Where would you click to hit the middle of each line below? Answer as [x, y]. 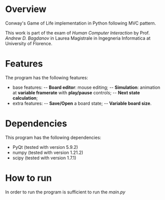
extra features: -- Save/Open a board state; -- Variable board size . [82, 103]
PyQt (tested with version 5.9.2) [45, 147]
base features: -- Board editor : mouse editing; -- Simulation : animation [86, 87]
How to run [29, 178]
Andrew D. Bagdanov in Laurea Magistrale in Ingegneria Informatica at [78, 38]
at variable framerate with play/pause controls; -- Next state [76, 92]
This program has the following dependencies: [53, 137]
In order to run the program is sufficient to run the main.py [65, 192]
